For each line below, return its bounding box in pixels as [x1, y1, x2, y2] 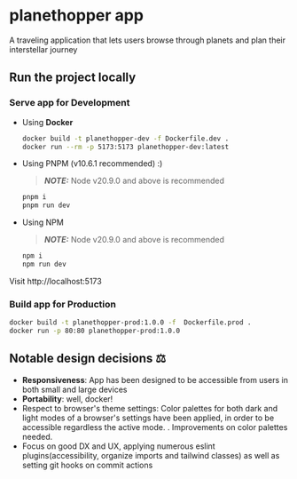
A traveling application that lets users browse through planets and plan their [9, 35, 286, 45]
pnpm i [21, 193, 47, 202]
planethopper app [9, 5, 145, 26]
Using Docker [21, 116, 74, 127]
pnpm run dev [21, 201, 71, 210]
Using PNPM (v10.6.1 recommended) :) [21, 158, 163, 169]
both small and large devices [21, 384, 128, 395]
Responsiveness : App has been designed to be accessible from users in [21, 374, 288, 385]
